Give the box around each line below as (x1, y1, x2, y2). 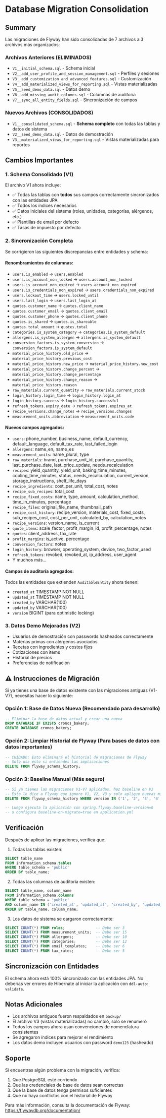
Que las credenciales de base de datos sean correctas (12, 1082, 124, 1088)
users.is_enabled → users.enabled (12, 271, 83, 277)
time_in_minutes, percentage (12, 498, 72, 504)
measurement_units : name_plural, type (12, 451, 89, 457)
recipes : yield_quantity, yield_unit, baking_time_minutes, (12, 467, 127, 473)
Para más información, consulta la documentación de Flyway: (5, 1102, 131, 1108)
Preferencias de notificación (12, 660, 70, 666)
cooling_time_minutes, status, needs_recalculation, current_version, (12, 472, 150, 478)
